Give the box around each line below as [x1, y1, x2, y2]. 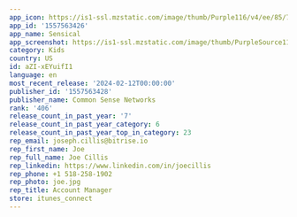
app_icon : [9, 12, 46, 22]
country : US [9, 54, 53, 63]
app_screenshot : [9, 37, 69, 47]
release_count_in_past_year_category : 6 [9, 120, 161, 129]
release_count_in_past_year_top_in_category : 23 [9, 128, 192, 137]
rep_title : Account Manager [9, 186, 113, 195]
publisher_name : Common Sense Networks [9, 95, 156, 105]
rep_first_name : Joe [9, 144, 86, 153]
